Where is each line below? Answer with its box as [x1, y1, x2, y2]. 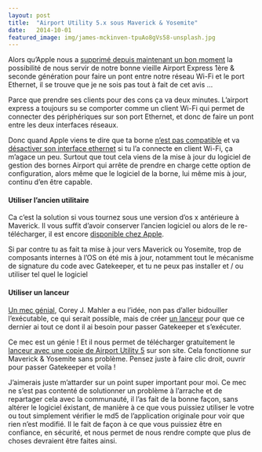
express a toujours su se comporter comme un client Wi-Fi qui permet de [8, 104, 246, 113]
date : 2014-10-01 [8, 26, 72, 34]
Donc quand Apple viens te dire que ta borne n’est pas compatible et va [8, 135, 240, 145]
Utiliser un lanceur [8, 288, 70, 297]
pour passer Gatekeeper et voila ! [8, 362, 116, 372]
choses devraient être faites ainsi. [8, 435, 118, 445]
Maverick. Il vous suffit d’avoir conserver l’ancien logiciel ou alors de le [8, 221, 237, 230]
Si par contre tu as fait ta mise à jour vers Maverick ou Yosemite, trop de [8, 244, 242, 254]
